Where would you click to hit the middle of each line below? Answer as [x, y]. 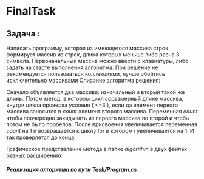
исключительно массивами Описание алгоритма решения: [83, 80]
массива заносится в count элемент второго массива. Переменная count [102, 111]
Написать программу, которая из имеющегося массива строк [87, 48]
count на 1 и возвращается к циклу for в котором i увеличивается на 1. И [100, 131]
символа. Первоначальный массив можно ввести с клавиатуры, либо [97, 61]
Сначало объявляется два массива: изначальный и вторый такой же [96, 92]
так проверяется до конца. [41, 137]
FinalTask [31, 11]
